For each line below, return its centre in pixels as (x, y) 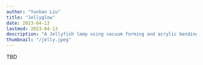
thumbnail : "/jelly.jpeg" (39, 40)
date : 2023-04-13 (28, 23)
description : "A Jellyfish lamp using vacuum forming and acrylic (92, 34)
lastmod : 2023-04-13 (32, 29)
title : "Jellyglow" (31, 17)
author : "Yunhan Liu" (34, 12)
